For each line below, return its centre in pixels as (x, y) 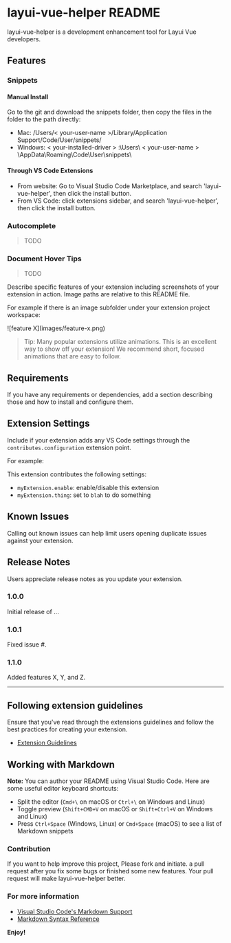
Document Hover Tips (44, 258)
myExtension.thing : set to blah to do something (84, 495)
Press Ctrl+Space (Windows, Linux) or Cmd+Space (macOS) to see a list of (119, 824)
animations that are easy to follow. (73, 356)
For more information (43, 896)
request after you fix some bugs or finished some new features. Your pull (110, 871)
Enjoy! (16, 932)
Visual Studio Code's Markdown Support (75, 911)
